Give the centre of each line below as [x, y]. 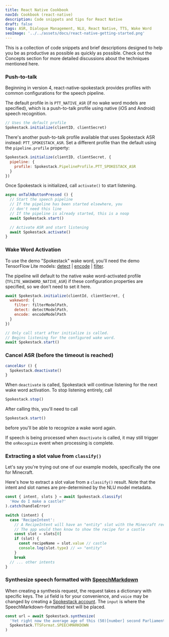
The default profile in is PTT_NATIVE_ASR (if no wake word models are [76, 103]
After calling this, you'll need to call [41, 409]
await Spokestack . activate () [40, 232]
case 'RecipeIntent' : [32, 520]
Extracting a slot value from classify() [53, 456]
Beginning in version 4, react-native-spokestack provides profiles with [78, 88]
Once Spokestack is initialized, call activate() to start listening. [71, 186]
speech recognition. [26, 113]
